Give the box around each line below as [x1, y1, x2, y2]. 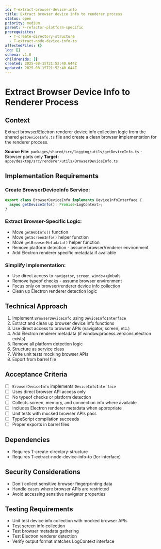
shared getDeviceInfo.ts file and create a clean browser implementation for [5, 134, 157, 140]
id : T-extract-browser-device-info [5, 7, 77, 12]
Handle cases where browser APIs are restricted [12, 486, 109, 492]
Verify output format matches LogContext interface [12, 538, 115, 544]
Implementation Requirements [5, 172, 99, 180]
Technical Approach [5, 302, 68, 311]
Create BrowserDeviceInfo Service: [5, 187, 91, 193]
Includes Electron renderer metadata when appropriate [12, 405, 122, 411]
